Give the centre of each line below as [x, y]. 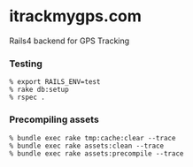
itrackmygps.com [75, 16]
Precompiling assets [54, 119]
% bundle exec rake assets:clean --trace [87, 146]
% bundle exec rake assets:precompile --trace [96, 153]
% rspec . [27, 98]
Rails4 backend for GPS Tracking [69, 41]
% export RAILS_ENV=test [55, 82]
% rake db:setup [39, 90]
